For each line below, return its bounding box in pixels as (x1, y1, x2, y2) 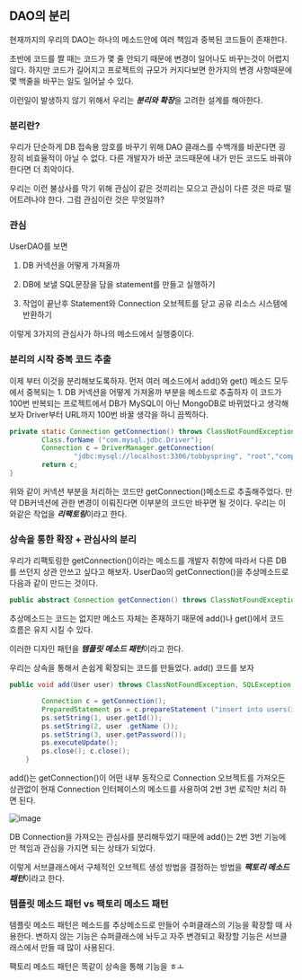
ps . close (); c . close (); (41, 746, 130, 756)
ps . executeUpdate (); (41, 738, 119, 747)
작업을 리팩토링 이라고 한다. (32, 508, 128, 519)
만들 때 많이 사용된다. (40, 942, 115, 953)
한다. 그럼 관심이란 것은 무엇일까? (48, 194, 164, 205)
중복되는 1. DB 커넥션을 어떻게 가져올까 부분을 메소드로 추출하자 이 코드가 (25, 386, 282, 397)
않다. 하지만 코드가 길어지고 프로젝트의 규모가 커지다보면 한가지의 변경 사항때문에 (9, 64, 293, 75)
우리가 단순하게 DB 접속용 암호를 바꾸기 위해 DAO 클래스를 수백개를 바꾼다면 (9, 142, 277, 153)
